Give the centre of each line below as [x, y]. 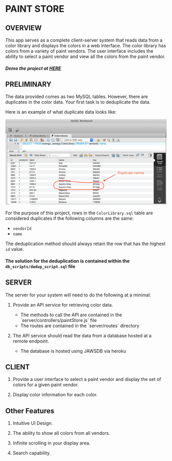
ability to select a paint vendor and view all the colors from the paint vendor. [85, 56]
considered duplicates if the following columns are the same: [70, 218]
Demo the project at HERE [33, 68]
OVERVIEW [24, 28]
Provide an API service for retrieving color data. [63, 305]
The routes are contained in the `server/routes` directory [80, 326]
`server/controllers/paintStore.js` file [59, 320]
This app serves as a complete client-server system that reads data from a [84, 40]
